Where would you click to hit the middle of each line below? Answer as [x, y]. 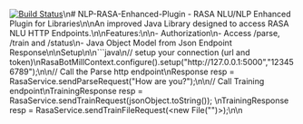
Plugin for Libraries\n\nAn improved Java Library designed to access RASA [149, 24]
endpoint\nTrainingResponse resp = [76, 91]
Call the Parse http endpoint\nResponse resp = [147, 72]
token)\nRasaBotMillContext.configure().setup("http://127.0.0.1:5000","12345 [152, 62]
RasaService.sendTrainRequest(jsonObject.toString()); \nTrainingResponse [149, 100]
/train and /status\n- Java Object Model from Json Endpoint [121, 43]
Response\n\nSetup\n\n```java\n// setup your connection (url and [130, 52]
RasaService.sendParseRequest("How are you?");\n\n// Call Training [137, 81]
